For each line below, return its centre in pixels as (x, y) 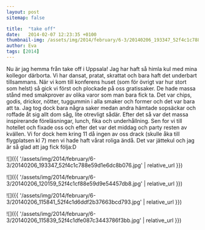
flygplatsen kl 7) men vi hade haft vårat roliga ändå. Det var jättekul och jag (101, 140)
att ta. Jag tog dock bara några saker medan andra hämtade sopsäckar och (101, 108)
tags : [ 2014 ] (23, 52)
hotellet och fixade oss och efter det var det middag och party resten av (97, 127)
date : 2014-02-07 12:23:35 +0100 (52, 34)
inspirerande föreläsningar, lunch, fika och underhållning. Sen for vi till (94, 121)
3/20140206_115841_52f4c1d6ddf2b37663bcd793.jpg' (74, 202)
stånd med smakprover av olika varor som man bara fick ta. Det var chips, (99, 95)
